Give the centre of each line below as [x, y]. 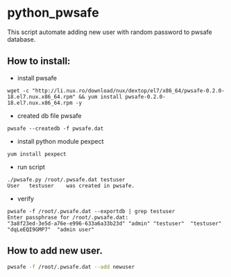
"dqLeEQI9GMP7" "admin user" [51, 229]
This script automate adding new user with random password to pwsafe [110, 32]
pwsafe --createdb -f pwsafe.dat [55, 128]
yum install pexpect [37, 154]
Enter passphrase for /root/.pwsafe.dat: [68, 217]
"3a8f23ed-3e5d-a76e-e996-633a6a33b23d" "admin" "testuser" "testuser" [114, 224]
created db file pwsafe [49, 115]
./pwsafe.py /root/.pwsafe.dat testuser [67, 179]
